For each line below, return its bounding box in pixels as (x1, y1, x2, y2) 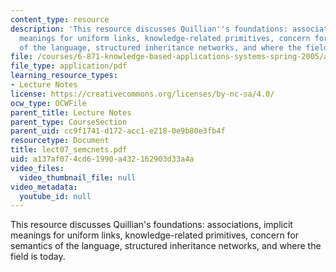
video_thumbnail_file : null (19, 172, 137, 183)
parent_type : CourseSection (10, 117, 128, 127)
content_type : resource (10, 14, 110, 25)
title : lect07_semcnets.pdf (10, 145, 128, 155)
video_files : (10, 163, 65, 173)
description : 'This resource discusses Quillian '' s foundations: (10, 24, 288, 34)
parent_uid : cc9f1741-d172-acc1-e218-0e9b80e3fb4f (10, 126, 226, 136)
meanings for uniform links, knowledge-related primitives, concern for (10, 229, 300, 241)
